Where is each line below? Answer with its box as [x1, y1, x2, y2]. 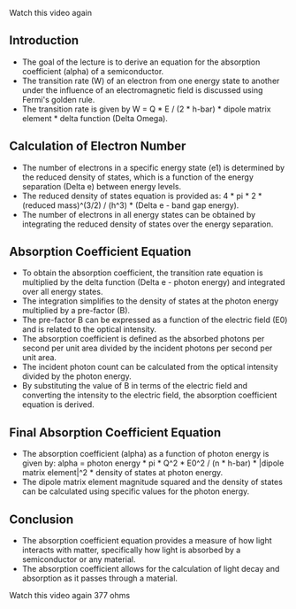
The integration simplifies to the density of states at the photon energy [21, 296, 279, 306]
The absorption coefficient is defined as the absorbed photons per [21, 334, 265, 344]
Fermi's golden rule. [21, 94, 95, 104]
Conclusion [9, 512, 74, 527]
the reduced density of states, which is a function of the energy [21, 172, 254, 182]
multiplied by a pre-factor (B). [21, 305, 131, 316]
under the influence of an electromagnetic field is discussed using [21, 84, 263, 96]
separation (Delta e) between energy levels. [21, 181, 182, 191]
